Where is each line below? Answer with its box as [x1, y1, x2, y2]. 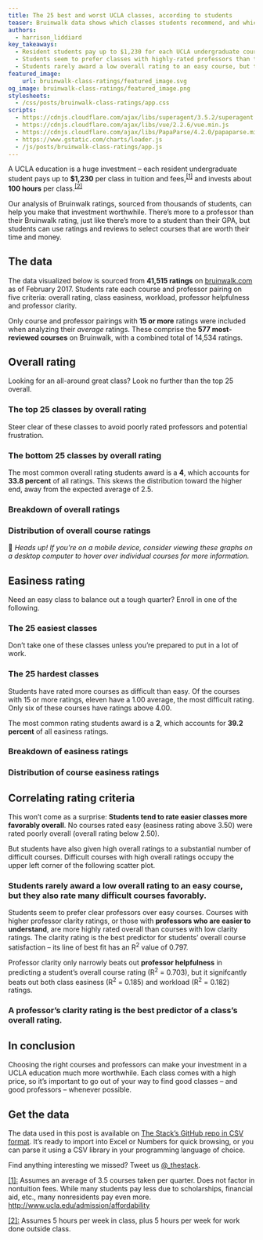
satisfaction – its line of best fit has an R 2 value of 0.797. [8, 941, 189, 952]
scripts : [8, 107, 37, 115]
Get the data [8, 1107, 70, 1121]
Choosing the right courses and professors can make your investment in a [8, 1060, 247, 1070]
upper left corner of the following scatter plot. [8, 861, 156, 870]
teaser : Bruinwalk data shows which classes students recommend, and [8, 19, 240, 27]
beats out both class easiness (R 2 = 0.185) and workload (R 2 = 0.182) [8, 976, 230, 987]
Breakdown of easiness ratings [8, 746, 129, 757]
